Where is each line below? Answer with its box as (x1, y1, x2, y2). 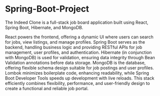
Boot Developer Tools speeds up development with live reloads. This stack (5, 75, 155, 81)
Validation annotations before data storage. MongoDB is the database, (5, 60, 146, 65)
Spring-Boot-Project (5, 3, 89, 15)
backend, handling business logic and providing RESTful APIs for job (5, 44, 142, 50)
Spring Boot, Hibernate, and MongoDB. (5, 24, 84, 30)
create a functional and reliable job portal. (5, 85, 89, 91)
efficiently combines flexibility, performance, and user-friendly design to (5, 80, 150, 86)
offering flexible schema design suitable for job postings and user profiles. (5, 64, 154, 71)
